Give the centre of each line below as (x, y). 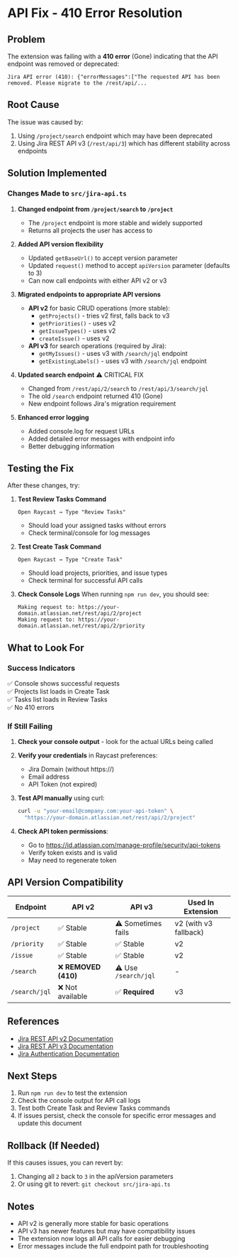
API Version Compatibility (66, 883)
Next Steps (32, 1076)
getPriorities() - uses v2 (77, 323)
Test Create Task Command (59, 547)
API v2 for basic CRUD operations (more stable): (99, 308)
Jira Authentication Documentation (68, 1054)
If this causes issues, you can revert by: (65, 1162)
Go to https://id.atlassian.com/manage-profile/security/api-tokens (124, 845)
